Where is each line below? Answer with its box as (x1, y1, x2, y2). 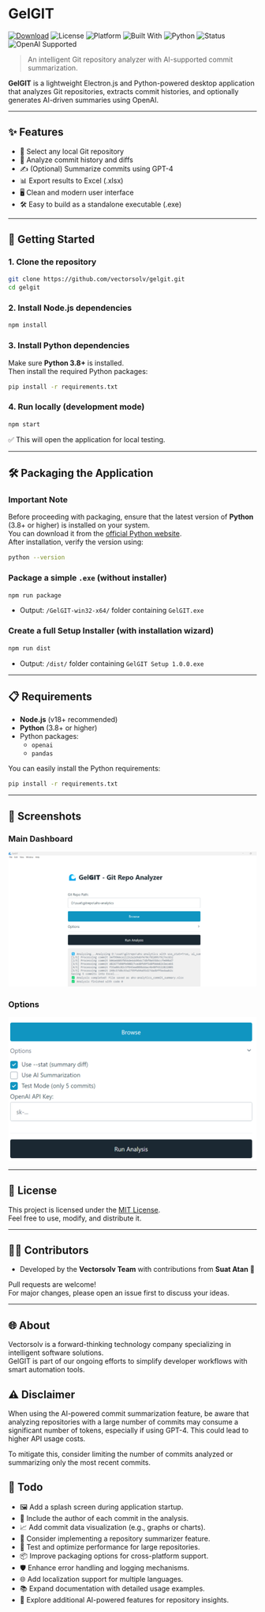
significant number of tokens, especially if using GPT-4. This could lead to (8, 1425, 249, 1436)
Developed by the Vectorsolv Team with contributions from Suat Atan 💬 (19, 1265, 255, 1274)
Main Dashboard (8, 833, 73, 844)
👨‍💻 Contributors (8, 1243, 89, 1258)
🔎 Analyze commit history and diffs (19, 155, 134, 165)
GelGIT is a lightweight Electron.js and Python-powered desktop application (8, 78, 255, 88)
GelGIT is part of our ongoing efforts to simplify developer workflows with (8, 1357, 248, 1366)
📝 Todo (8, 1481, 43, 1494)
